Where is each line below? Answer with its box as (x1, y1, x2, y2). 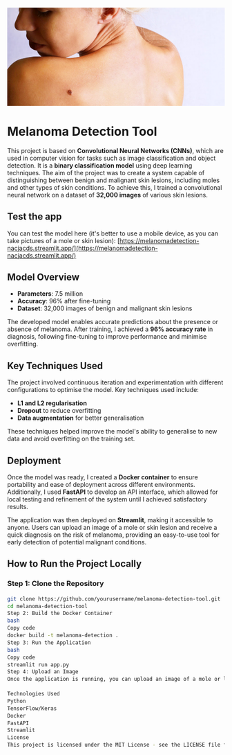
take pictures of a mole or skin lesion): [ (7, 236, 120, 245)
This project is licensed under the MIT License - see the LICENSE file (7, 742, 221, 749)
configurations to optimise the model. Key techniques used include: (7, 386, 199, 394)
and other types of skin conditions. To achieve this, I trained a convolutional (7, 183, 222, 191)
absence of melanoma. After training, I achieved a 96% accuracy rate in (7, 325, 213, 333)
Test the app (7, 211, 62, 222)
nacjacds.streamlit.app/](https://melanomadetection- (7, 244, 158, 252)
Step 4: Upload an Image (7, 668, 79, 675)
